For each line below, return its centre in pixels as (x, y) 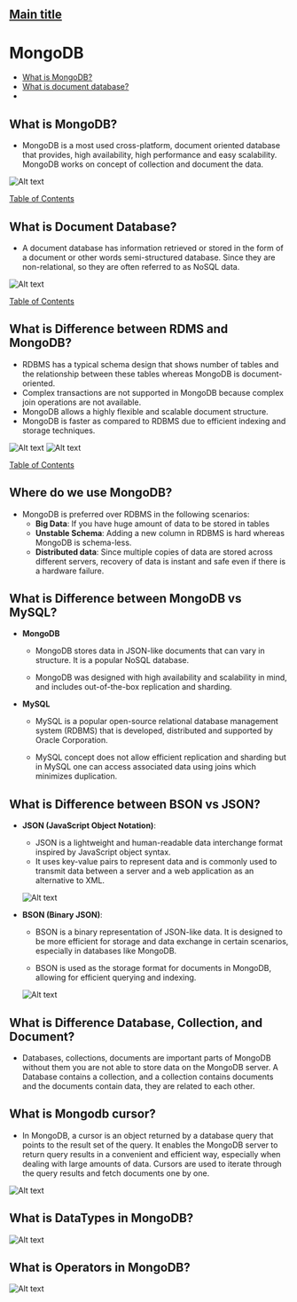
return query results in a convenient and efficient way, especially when (151, 1154)
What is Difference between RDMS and (119, 329)
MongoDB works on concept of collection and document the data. (143, 164)
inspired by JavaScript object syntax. (103, 852)
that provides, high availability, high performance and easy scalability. (149, 155)
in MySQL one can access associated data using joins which (146, 767)
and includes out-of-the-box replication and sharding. (133, 687)
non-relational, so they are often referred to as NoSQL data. (131, 266)
